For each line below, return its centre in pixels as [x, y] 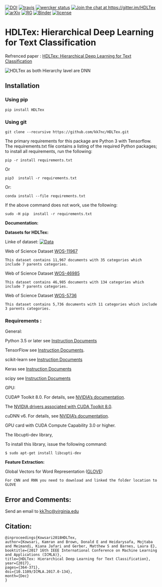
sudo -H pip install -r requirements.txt [49, 214]
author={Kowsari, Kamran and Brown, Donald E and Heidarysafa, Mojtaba [79, 542]
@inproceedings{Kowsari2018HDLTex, [41, 537]
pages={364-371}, [23, 567]
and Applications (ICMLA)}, [33, 554]
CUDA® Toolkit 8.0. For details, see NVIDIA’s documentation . [65, 397]
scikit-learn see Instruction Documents [44, 360]
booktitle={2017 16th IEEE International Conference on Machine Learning [81, 550]
